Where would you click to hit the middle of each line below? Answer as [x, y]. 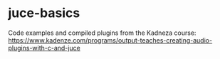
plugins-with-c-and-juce [44, 48]
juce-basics [44, 13]
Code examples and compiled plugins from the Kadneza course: [102, 33]
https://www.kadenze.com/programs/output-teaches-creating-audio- [110, 40]
